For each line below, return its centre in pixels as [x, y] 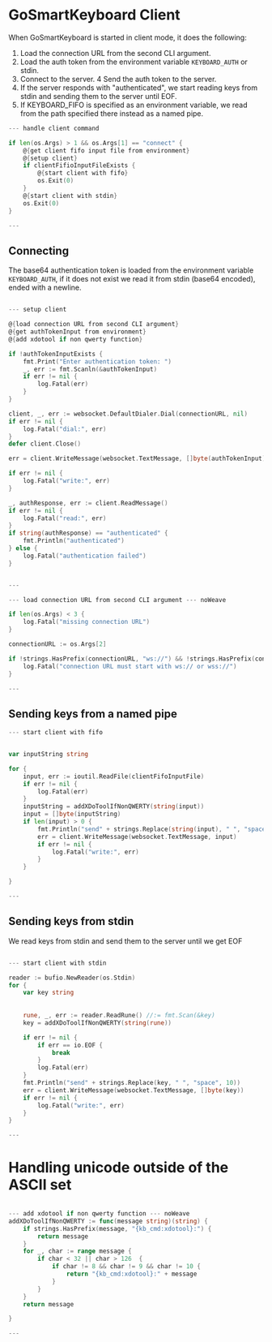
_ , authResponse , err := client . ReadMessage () [88, 503]
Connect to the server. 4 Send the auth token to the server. [118, 79]
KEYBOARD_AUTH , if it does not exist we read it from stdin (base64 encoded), [132, 279]
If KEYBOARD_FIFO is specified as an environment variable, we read [134, 105]
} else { [23, 548]
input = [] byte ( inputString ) [72, 814]
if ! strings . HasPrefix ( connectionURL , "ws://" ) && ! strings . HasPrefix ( [132, 659]
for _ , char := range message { [77, 1251]
